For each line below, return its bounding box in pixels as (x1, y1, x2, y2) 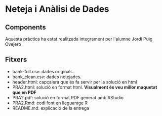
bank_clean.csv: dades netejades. (12, 74, 81, 80)
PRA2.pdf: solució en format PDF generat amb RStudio (12, 94, 124, 100)
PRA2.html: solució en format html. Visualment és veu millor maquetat (12, 84, 157, 90)
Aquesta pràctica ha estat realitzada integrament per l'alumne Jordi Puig (5, 36, 153, 42)
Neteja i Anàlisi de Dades (5, 3, 110, 15)
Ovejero (5, 41, 21, 47)
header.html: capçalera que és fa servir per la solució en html (12, 79, 137, 85)
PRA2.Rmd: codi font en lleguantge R (12, 100, 88, 106)
